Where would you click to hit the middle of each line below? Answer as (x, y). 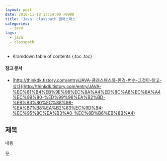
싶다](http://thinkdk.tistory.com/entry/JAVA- (57, 86)
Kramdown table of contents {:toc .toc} (52, 56)
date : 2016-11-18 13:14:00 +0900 (40, 14)
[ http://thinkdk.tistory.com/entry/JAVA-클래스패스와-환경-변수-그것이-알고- (87, 80)
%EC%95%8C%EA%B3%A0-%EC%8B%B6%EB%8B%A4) (74, 113)
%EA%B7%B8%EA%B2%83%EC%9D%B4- (58, 108)
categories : (17, 24)
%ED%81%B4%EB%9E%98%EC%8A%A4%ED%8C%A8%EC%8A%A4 (86, 92)
